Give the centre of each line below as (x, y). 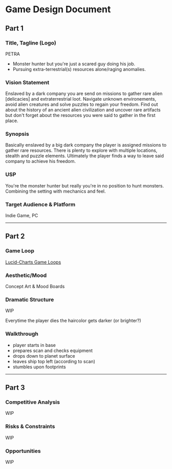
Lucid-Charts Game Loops (33, 262)
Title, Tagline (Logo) (31, 43)
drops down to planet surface (44, 356)
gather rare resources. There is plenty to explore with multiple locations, (81, 150)
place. (12, 121)
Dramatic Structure (30, 299)
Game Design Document (58, 9)
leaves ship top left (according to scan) (54, 361)
